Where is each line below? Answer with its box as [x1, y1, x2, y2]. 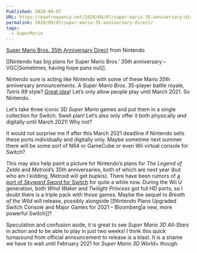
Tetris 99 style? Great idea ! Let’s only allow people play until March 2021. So [6, 88, 190, 95]
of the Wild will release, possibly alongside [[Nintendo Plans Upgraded [6, 198, 177, 205]
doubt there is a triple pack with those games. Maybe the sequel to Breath [6, 191, 185, 198]
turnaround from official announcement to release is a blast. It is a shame [6, 234, 183, 241]
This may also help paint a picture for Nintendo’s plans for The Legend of [6, 160, 182, 167]
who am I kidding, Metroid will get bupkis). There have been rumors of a [6, 172, 181, 179]
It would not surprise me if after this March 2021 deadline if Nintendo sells [6, 130, 185, 137]
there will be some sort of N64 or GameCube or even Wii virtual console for [6, 142, 189, 149]
